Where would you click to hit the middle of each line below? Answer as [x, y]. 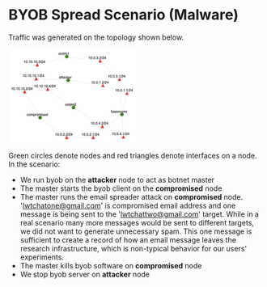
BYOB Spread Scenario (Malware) [123, 15]
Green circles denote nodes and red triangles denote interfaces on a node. [133, 155]
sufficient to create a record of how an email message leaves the [128, 239]
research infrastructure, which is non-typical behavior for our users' [133, 248]
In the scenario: [34, 164]
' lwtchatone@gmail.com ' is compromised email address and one [128, 205]
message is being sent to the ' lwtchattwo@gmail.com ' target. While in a [139, 214]
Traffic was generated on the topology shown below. [96, 37]
